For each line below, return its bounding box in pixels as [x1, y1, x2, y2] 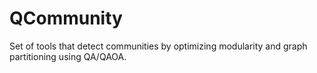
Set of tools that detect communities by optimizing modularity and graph [9, 40, 308, 52]
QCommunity [9, 7, 123, 30]
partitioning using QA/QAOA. [9, 50, 127, 62]
